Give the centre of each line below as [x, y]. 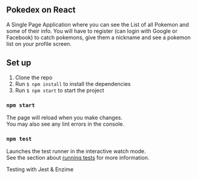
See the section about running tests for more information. [78, 158]
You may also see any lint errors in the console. [65, 124]
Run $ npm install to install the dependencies [73, 83]
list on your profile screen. [39, 44]
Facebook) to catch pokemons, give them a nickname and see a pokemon [98, 37]
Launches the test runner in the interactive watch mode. [76, 151]
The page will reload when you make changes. [65, 117]
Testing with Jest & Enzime [40, 169]
